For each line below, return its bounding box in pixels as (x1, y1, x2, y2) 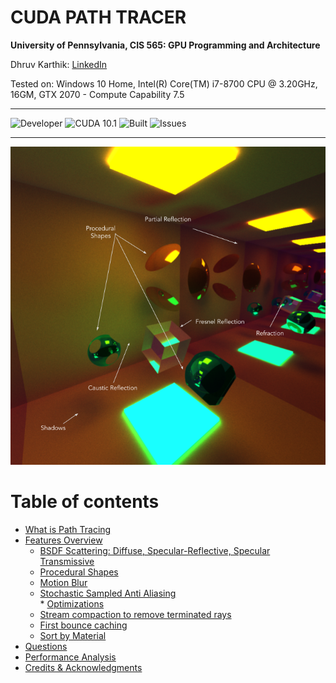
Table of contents (10, 491, 160, 513)
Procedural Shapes (39, 566, 119, 578)
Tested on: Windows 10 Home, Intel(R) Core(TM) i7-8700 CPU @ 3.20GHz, (10, 77, 318, 90)
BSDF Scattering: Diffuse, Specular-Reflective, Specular (39, 545, 271, 557)
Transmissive (39, 556, 95, 568)
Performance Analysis (24, 651, 117, 663)
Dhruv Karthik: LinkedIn (10, 58, 108, 70)
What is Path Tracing (24, 524, 112, 536)
